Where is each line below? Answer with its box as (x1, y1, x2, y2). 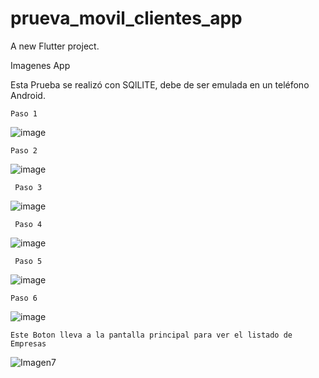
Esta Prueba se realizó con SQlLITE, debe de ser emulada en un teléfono (10, 78, 310, 91)
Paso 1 (10, 108, 38, 119)
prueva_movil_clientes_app (10, 7, 243, 30)
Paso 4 (14, 219, 43, 229)
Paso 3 (14, 182, 43, 192)
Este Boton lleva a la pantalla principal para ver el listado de (10, 330, 293, 340)
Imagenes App (10, 59, 71, 71)
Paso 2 (10, 145, 38, 156)
